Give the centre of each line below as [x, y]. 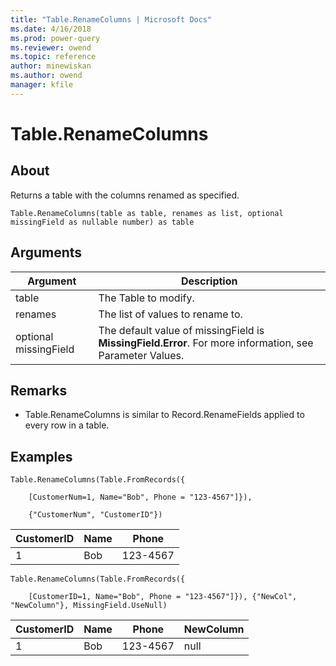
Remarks [39, 390]
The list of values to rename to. [170, 314]
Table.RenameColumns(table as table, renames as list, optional [147, 213]
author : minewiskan [51, 66]
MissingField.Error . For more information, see [206, 343]
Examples [41, 456]
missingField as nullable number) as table [102, 222]
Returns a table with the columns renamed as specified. [125, 195]
